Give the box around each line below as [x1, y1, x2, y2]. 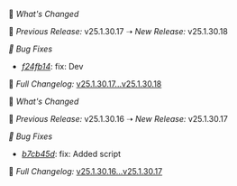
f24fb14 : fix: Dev [21, 61, 84, 71]
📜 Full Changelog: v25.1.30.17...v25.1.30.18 [8, 79, 162, 89]
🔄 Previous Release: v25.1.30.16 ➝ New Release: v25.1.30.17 [8, 114, 229, 124]
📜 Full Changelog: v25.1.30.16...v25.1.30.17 [8, 166, 163, 176]
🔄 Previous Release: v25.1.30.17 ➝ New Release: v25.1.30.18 [8, 26, 229, 36]
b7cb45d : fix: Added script [21, 149, 122, 159]
